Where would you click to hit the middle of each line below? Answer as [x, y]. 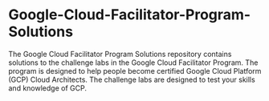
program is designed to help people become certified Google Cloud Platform [135, 71]
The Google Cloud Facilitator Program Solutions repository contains [120, 54]
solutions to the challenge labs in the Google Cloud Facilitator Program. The [133, 63]
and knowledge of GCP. [47, 88]
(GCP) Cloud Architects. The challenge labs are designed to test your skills [132, 79]
